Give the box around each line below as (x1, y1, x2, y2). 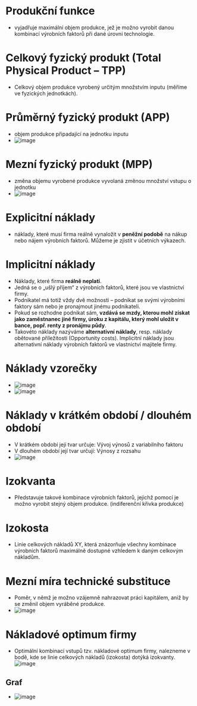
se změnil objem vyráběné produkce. (14, 601, 105, 608)
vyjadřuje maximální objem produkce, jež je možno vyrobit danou (14, 24, 174, 31)
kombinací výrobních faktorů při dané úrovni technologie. (14, 30, 155, 37)
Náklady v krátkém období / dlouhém (5, 408, 192, 422)
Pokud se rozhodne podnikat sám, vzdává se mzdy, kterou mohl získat (14, 309, 190, 316)
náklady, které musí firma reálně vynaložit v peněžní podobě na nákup (14, 231, 187, 238)
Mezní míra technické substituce (5, 574, 171, 588)
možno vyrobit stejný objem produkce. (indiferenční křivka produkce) (14, 500, 184, 508)
